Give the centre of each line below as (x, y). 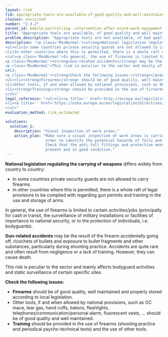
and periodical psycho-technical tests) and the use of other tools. (80, 329)
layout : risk (19, 10)
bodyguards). (19, 226)
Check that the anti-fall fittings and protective (99, 145)
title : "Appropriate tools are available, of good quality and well (78, 33)
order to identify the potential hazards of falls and (104, 140)
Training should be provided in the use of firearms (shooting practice (84, 324)
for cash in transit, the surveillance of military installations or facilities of (79, 215)
